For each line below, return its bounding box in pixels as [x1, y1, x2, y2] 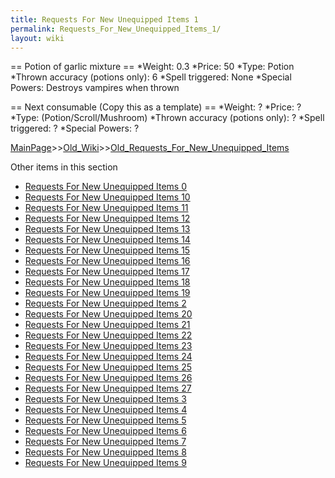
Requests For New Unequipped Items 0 [24, 181, 188, 193]
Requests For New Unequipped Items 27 [24, 382, 192, 395]
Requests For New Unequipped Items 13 [24, 223, 191, 235]
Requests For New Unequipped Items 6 [24, 425, 187, 437]
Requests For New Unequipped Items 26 [24, 372, 193, 384]
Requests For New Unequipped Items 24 [24, 351, 193, 363]
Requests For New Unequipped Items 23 [24, 340, 193, 352]
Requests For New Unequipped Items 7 [24, 436, 187, 448]
